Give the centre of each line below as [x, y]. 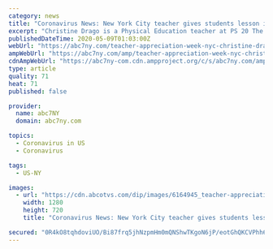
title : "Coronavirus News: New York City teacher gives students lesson [134, 24]
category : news [34, 16]
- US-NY [29, 173]
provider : [25, 106]
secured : [23, 232]
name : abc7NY [38, 114]
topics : [22, 136]
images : [22, 187]
